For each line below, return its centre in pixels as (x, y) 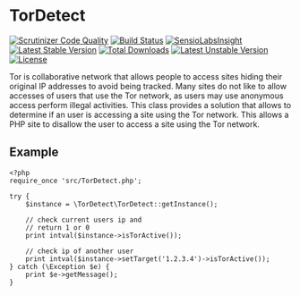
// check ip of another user (80, 251)
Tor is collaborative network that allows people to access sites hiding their (146, 76)
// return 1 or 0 (58, 228)
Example (34, 152)
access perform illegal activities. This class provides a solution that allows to (150, 105)
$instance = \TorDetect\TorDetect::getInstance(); (122, 204)
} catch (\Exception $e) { (60, 266)
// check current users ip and (84, 220)
